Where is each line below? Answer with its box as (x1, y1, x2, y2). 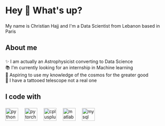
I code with (5, 92, 41, 101)
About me (5, 43, 37, 52)
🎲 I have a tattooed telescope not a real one (5, 77, 97, 83)
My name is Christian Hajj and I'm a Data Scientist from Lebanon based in (5, 23, 160, 29)
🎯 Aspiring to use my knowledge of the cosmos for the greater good (5, 72, 149, 78)
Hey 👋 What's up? (5, 5, 83, 16)
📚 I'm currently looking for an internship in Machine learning (5, 65, 133, 71)
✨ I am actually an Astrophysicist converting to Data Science (5, 58, 133, 65)
